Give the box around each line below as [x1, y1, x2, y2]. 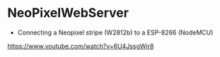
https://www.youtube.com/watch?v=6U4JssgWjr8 [7, 42, 154, 50]
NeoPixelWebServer [7, 5, 129, 21]
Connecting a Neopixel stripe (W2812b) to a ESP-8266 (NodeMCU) [17, 28, 214, 37]
